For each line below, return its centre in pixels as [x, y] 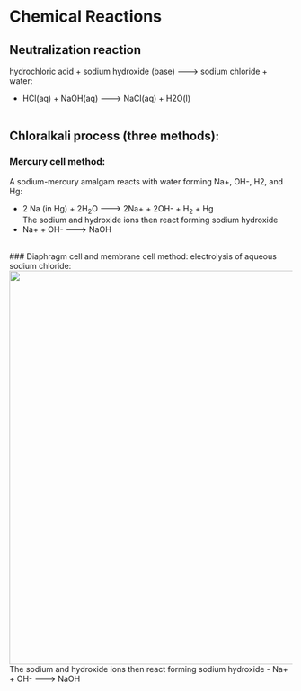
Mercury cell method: [58, 162]
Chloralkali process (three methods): [115, 136]
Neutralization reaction [75, 50]
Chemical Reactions [86, 17]
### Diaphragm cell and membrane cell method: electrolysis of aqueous [143, 256]
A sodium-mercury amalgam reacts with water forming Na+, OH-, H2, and [146, 181]
